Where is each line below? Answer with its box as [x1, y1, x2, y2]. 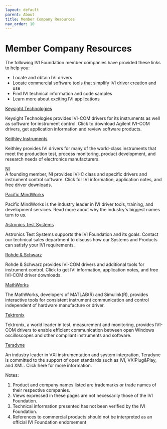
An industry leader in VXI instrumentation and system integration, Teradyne [5, 352, 161, 358]
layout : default [5, 7, 39, 13]
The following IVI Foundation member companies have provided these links [5, 60, 161, 66]
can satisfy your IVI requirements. [5, 242, 75, 248]
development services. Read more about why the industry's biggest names [5, 207, 160, 213]
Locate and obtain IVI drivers [12, 75, 73, 81]
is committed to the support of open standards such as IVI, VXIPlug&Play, [5, 357, 157, 363]
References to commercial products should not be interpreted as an [12, 414, 152, 420]
